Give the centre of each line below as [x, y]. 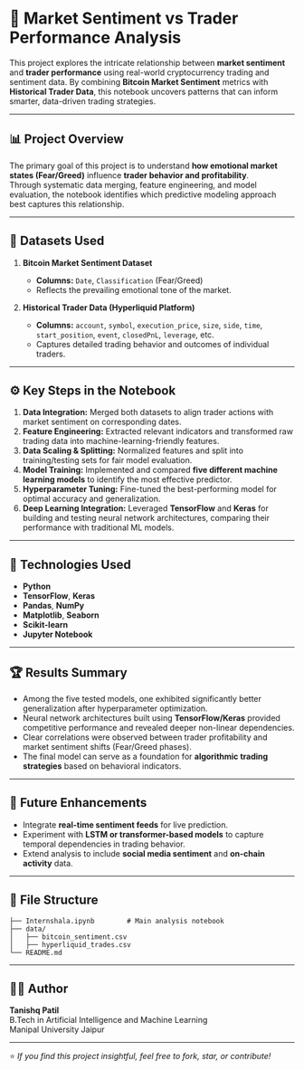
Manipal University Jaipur [57, 1029]
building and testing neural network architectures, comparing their [146, 518]
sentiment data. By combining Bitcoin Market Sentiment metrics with [139, 81]
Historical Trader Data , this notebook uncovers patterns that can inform [144, 91]
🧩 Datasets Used [57, 241]
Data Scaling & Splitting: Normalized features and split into [133, 450]
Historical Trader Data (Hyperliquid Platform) [109, 308]
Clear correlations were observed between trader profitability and [145, 737]
